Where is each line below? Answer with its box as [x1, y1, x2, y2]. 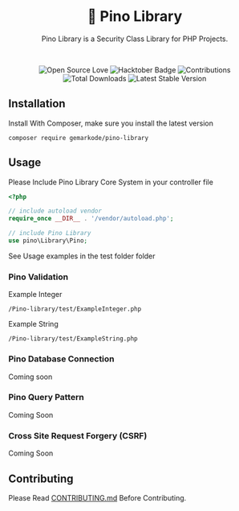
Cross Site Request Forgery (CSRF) [8, 430, 148, 441]
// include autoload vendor [8, 207, 103, 216]
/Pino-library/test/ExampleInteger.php [8, 305, 142, 313]
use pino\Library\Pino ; [8, 237, 88, 245]
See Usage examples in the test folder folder [8, 251, 156, 261]
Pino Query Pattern [8, 392, 84, 403]
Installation [8, 97, 66, 111]
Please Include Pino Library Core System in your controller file [8, 177, 214, 187]
